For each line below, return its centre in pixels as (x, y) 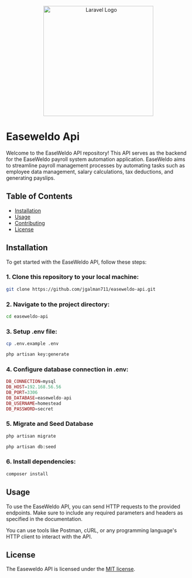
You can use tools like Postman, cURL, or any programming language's (92, 530)
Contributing (30, 223)
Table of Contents (40, 196)
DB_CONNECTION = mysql (31, 382)
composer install (27, 474)
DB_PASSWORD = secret (30, 409)
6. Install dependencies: (41, 462)
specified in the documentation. (44, 519)
